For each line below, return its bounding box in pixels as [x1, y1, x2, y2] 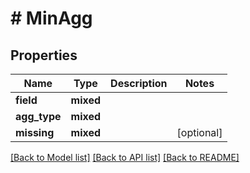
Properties [10, 47, 78, 64]
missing [15, 126, 55, 139]
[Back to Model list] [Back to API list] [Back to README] [10, 152, 240, 163]
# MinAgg [10, 7, 93, 30]
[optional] [176, 126, 223, 139]
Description [110, 77, 168, 90]
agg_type [15, 110, 62, 123]
